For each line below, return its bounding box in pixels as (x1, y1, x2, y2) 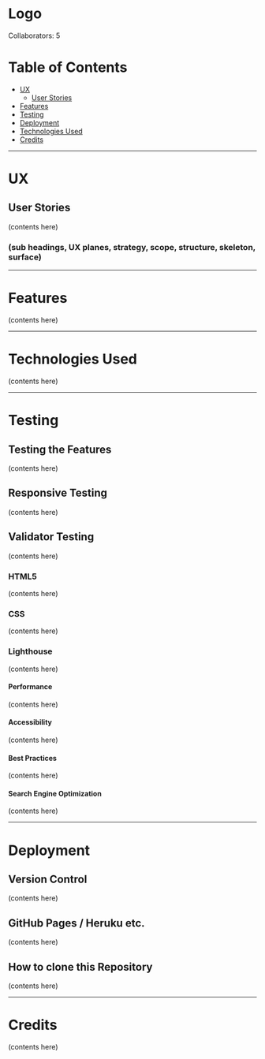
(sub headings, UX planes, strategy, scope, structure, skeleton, (8, 241, 256, 252)
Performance (8, 682, 53, 692)
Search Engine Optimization (8, 789, 103, 798)
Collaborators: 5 (8, 31, 61, 40)
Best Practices (8, 753, 58, 763)
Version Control (8, 872, 88, 886)
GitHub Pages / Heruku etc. (8, 916, 145, 930)
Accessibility (8, 718, 53, 727)
